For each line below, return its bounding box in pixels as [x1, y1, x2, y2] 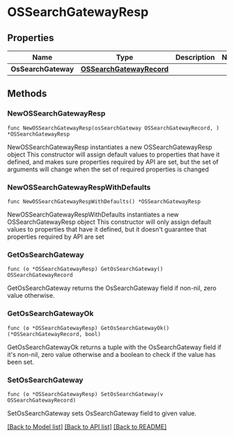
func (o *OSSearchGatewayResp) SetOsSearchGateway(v [7, 390, 164, 397]
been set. [7, 358, 35, 366]
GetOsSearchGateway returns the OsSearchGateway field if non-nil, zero [7, 284, 217, 292]
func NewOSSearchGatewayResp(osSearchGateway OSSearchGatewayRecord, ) [7, 125, 219, 132]
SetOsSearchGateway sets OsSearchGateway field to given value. [7, 408, 197, 418]
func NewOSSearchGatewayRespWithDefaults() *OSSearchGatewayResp [7, 198, 201, 205]
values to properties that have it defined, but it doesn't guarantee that [7, 225, 207, 233]
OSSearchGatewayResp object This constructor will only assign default [7, 217, 212, 226]
